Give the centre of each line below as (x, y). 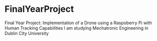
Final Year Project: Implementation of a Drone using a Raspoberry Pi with (78, 23)
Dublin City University (27, 33)
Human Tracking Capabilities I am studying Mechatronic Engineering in (77, 28)
